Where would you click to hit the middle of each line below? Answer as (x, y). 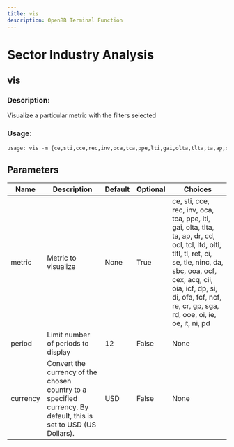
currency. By (68, 407)
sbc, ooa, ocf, (194, 271)
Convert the (66, 364)
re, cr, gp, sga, (195, 306)
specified (62, 399)
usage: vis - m (28, 148)
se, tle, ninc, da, (197, 263)
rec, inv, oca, (193, 210)
